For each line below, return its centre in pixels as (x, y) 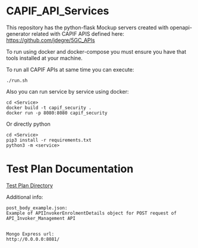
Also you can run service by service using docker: (67, 91)
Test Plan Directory (30, 185)
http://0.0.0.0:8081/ (33, 239)
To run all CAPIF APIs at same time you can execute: (70, 69)
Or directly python (28, 124)
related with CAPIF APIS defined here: (78, 33)
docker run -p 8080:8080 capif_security (57, 113)
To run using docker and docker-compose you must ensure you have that (96, 51)
